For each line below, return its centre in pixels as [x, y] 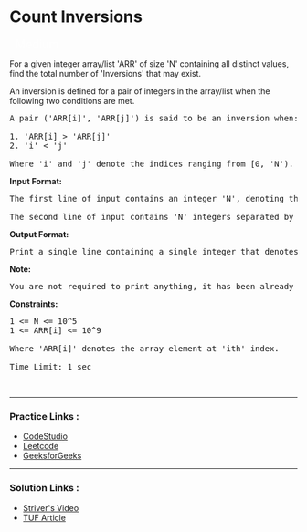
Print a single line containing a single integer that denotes [154, 251]
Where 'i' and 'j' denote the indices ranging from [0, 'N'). [152, 163]
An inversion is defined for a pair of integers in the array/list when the [140, 91]
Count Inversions [76, 17]
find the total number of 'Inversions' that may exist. [106, 73]
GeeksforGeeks [52, 456]
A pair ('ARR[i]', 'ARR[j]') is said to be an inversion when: [154, 118]
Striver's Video [51, 507]
